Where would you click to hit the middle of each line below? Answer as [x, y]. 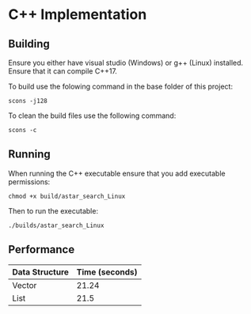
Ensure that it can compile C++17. [63, 71]
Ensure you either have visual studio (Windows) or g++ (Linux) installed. [126, 62]
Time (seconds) [107, 272]
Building [29, 44]
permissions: [29, 182]
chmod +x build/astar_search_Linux [67, 196]
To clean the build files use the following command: [92, 115]
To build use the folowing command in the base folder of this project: [121, 86]
